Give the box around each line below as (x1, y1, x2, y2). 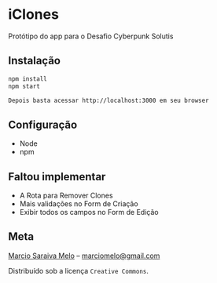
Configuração (8, 118, 78, 131)
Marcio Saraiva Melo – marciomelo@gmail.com (8, 251, 160, 260)
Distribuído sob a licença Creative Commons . (8, 266, 149, 275)
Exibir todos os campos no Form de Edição (19, 208, 159, 216)
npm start (8, 82, 41, 90)
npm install (8, 74, 47, 83)
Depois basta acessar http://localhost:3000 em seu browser (8, 96, 210, 104)
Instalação (8, 54, 61, 67)
